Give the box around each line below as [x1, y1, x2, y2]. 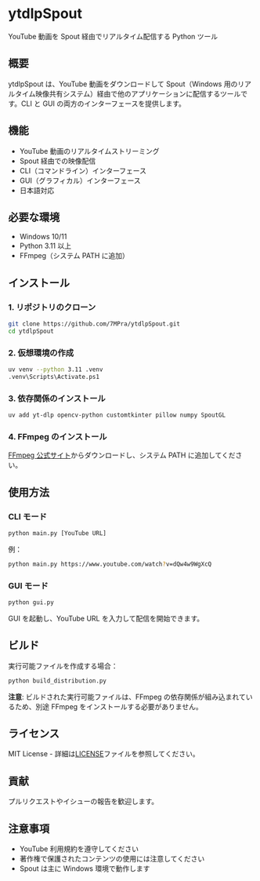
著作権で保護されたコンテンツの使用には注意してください [19, 854, 205, 864]
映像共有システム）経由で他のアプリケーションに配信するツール [34, 89, 241, 98]
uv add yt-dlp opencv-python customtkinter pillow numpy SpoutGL [8, 411, 226, 420]
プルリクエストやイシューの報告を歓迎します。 [8, 797, 159, 806]
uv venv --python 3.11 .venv [8, 366, 103, 373]
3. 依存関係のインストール [8, 393, 106, 404]
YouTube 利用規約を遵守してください [19, 844, 139, 854]
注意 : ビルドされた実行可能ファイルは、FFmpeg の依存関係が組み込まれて [8, 692, 247, 701]
